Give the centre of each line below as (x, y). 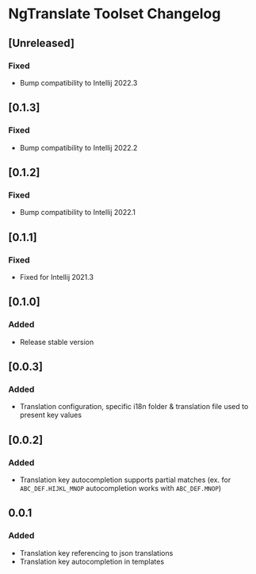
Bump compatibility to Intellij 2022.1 (78, 212)
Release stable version (57, 342)
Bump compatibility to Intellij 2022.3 (78, 82)
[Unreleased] (42, 43)
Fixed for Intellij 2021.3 (56, 277)
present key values (50, 415)
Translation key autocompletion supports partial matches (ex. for (125, 480)
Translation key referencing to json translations (96, 553)
